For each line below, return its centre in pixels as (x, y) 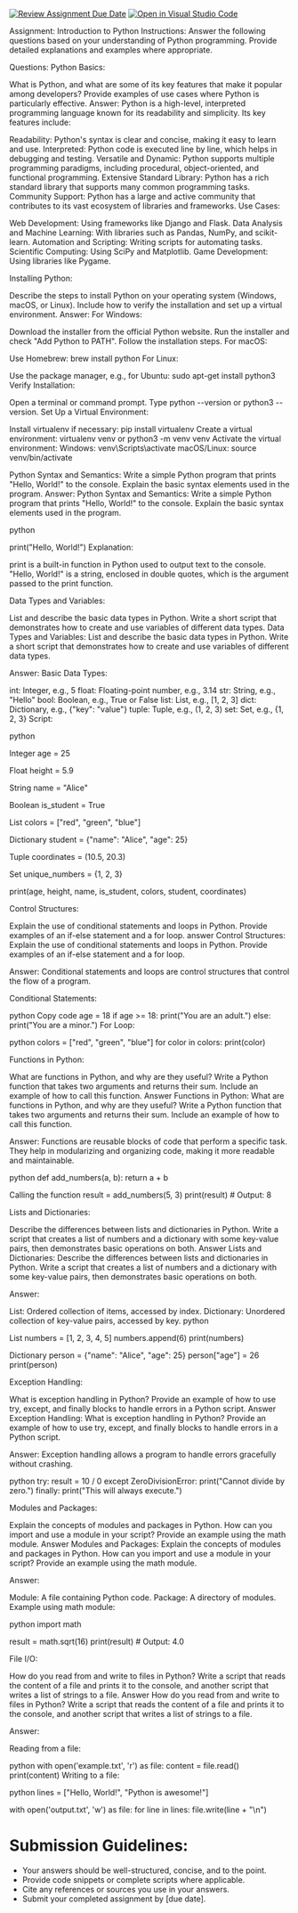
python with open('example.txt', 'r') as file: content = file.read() (125, 1766)
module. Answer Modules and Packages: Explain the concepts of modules (145, 1544)
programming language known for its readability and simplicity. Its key (138, 113)
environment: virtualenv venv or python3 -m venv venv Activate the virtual (145, 438)
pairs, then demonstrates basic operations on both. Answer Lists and (136, 1248)
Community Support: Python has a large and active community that (133, 196)
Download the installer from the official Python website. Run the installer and (149, 331)
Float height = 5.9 (41, 770)
